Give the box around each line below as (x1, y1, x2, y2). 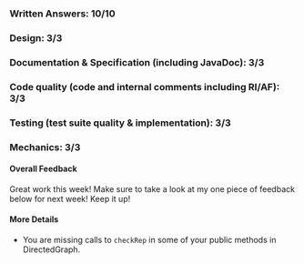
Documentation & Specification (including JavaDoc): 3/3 (9, 56, 265, 68)
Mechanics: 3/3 (9, 140, 81, 153)
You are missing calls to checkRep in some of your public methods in (22, 234, 277, 245)
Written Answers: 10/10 (9, 7, 116, 20)
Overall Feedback (9, 163, 77, 175)
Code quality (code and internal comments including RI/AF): (9, 80, 280, 93)
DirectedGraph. (22, 244, 81, 255)
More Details (9, 214, 59, 225)
